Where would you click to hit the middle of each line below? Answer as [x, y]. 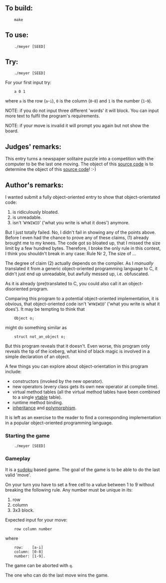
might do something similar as [36, 328]
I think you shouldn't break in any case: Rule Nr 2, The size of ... [71, 254]
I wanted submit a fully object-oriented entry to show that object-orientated [83, 197]
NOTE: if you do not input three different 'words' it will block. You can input [82, 111]
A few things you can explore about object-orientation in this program [77, 366]
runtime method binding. [38, 403]
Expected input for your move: [36, 520]
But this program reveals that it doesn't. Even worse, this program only [78, 346]
